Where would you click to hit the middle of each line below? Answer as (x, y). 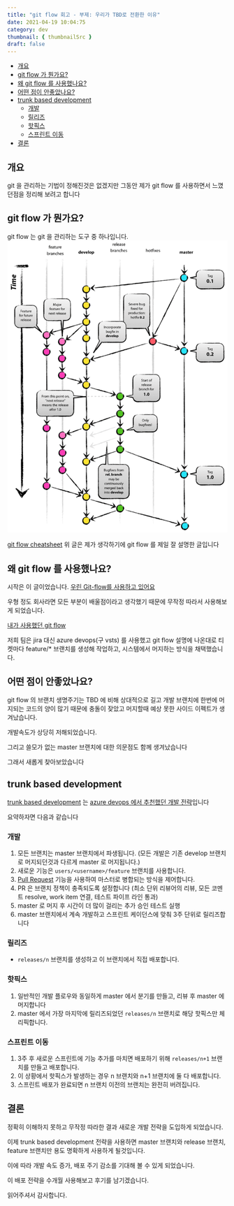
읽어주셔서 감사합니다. (37, 1195)
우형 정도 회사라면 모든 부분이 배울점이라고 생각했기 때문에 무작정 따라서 (105, 602)
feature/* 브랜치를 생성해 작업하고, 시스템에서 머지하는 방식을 (109, 649)
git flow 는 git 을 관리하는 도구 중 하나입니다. (68, 236)
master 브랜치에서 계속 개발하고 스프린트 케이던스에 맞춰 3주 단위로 (109, 914)
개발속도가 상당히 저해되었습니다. (52, 732)
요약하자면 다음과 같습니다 (43, 817)
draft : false (26, 44)
